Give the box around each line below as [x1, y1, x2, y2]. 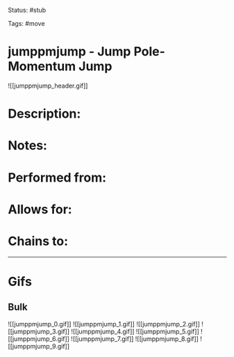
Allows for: [8, 201, 72, 217]
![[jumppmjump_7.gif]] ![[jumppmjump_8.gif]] [71, 334, 199, 343]
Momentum [8, 58, 76, 74]
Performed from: [8, 170, 107, 185]
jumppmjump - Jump [8, 44, 131, 60]
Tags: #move [8, 19, 45, 27]
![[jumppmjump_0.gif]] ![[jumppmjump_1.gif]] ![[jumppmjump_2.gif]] [8, 319, 201, 328]
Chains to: [8, 233, 69, 249]
